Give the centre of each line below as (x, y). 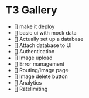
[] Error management (39, 64)
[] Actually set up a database (49, 39)
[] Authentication (34, 51)
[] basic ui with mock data (45, 32)
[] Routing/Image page (41, 70)
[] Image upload (33, 58)
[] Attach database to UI (43, 45)
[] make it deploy (34, 26)
